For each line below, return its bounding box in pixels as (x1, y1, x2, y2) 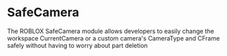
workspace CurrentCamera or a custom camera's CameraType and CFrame (7, 34, 220, 42)
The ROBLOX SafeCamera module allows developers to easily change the (7, 27, 214, 35)
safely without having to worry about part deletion (7, 41, 148, 49)
